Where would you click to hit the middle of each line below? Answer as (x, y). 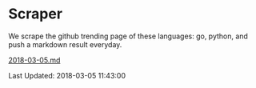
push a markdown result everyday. (65, 44)
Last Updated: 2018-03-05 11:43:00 (67, 75)
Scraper (35, 14)
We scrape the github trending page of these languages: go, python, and (128, 36)
